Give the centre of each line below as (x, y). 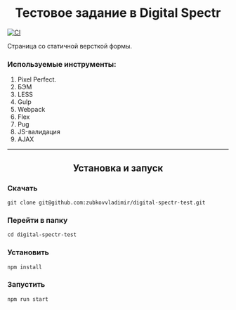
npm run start (28, 299)
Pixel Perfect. (37, 79)
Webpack (31, 110)
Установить (28, 252)
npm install (25, 267)
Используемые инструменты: (62, 64)
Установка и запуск (118, 168)
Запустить (26, 285)
